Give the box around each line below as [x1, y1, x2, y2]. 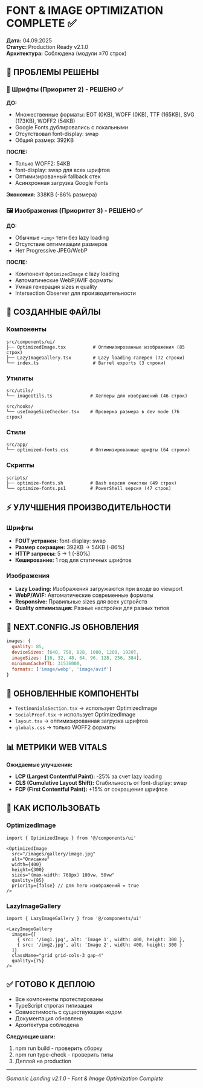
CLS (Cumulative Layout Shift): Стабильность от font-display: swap [14, 779, 187, 787]
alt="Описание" [11, 856, 50, 862]
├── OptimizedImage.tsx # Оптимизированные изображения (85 [6, 344, 185, 350]
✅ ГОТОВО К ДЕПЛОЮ [6, 979, 95, 990]
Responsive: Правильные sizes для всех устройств [14, 598, 148, 605]
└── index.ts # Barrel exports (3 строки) [6, 360, 166, 366]
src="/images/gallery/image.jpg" [11, 851, 96, 857]
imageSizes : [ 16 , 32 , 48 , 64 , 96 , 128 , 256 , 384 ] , [11, 655, 142, 661]
